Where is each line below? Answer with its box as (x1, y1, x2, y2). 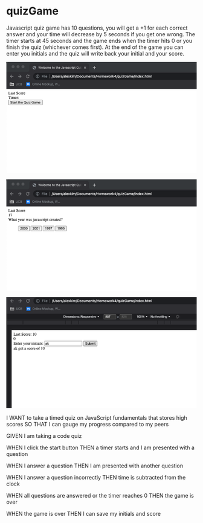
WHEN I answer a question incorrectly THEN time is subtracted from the (6, 474, 186, 481)
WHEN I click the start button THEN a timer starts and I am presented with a (6, 444, 195, 451)
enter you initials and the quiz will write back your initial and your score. (6, 50, 184, 57)
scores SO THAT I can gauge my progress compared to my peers (6, 421, 169, 428)
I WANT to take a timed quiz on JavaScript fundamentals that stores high (6, 414, 187, 422)
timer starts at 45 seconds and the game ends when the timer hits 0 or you (6, 37, 193, 44)
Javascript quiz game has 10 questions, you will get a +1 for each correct (6, 24, 188, 31)
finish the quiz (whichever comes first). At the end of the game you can (6, 43, 184, 51)
